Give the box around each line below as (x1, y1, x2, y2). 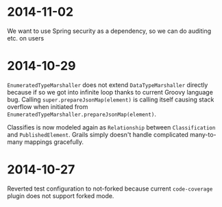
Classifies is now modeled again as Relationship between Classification (7, 123, 216, 131)
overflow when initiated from (7, 102, 88, 110)
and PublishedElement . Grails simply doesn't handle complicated (7, 130, 188, 138)
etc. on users (7, 34, 45, 42)
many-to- (189, 130, 217, 138)
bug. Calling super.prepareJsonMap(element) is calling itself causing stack (7, 95, 214, 103)
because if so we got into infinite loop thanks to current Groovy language (7, 88, 214, 96)
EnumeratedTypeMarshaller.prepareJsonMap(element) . (7, 110, 156, 118)
